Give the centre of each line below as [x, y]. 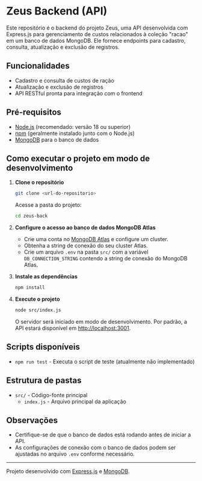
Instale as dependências [46, 277]
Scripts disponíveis [43, 347]
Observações [32, 420]
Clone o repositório [39, 183]
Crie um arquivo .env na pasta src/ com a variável [86, 252]
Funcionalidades [38, 66]
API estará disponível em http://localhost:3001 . [73, 328]
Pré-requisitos [34, 112]
